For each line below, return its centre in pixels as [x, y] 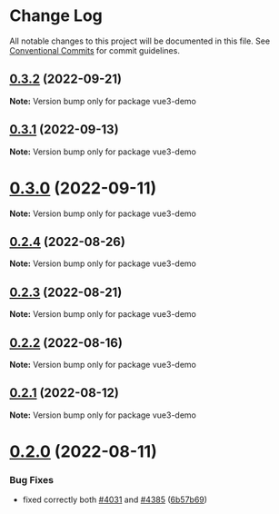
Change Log [56, 16]
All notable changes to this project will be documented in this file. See [140, 41]
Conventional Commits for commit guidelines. [95, 50]
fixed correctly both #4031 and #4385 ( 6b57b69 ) [115, 499]
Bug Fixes [32, 479]
